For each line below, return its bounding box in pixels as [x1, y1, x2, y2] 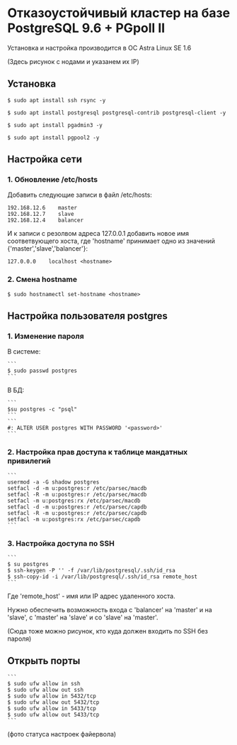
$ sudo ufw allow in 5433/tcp [7, 705, 97, 712]
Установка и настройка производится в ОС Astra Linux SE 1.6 [7, 43, 192, 52]
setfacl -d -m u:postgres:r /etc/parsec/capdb [7, 503, 147, 511]
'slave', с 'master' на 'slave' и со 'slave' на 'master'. [7, 613, 158, 622]
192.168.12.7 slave [7, 211, 74, 218]
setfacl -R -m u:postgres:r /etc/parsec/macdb [7, 491, 147, 498]
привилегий [7, 456, 51, 466]
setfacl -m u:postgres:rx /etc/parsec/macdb [7, 497, 141, 504]
